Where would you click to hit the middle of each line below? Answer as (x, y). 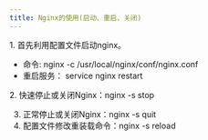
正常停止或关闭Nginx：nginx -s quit (89, 114)
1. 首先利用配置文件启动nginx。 (68, 45)
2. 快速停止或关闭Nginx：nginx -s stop (82, 95)
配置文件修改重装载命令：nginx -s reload (99, 125)
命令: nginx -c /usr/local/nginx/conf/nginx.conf (110, 64)
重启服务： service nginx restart (83, 75)
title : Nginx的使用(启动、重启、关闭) (76, 18)
